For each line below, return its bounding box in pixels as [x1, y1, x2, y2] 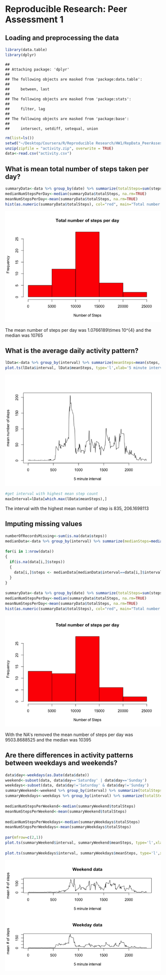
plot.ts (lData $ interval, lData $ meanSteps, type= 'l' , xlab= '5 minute [5, 365, 147, 371]
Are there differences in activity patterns [5, 751, 133, 760]
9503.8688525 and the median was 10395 [5, 737, 91, 742]
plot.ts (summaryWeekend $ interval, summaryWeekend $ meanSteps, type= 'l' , [5, 840, 156, 845]
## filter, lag [5, 106, 45, 112]
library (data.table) [5, 47, 48, 52]
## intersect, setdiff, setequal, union [5, 126, 98, 131]
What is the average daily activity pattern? [5, 347, 139, 355]
